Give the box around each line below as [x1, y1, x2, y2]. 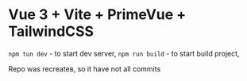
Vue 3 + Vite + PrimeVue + [8, 6, 187, 24]
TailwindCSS [8, 22, 94, 40]
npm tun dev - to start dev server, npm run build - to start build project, [8, 48, 240, 58]
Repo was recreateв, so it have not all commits [8, 64, 161, 73]
